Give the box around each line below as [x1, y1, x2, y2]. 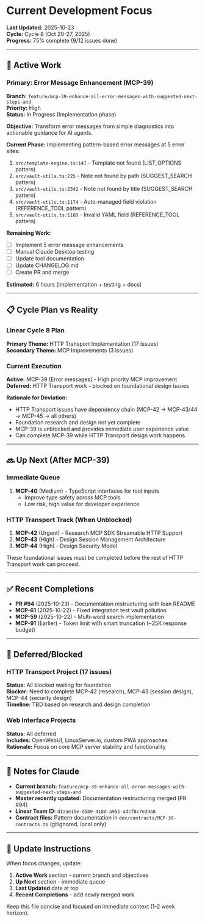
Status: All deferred [6, 730, 57, 737]
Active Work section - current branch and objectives [15, 871, 149, 879]
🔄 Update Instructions [6, 843, 92, 854]
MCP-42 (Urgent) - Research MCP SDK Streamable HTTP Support [15, 529, 183, 537]
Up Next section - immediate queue [15, 878, 106, 885]
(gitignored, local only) [49, 820, 107, 827]
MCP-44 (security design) [6, 695, 72, 702]
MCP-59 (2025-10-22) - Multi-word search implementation [15, 613, 165, 620]
